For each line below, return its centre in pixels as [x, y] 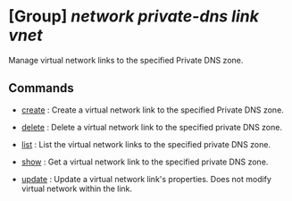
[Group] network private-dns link [134, 17]
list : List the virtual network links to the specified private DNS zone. [146, 144]
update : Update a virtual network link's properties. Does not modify [146, 179]
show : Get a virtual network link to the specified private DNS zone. [145, 162]
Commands [42, 88]
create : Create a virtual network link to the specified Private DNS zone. [153, 110]
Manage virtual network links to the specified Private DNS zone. [126, 60]
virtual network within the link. [77, 188]
